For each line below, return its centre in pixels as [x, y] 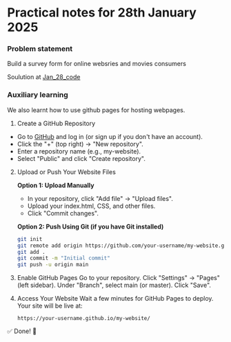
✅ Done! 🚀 [22, 331]
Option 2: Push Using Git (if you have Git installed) [90, 226]
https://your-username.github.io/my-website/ [83, 319]
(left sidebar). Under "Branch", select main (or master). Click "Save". [114, 285]
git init [30, 239]
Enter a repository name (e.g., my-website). [79, 151]
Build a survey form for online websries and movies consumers [97, 64]
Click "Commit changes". [63, 213]
